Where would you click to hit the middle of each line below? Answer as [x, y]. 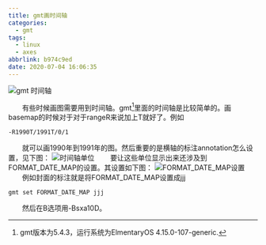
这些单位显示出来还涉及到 [165, 158]
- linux [28, 45]
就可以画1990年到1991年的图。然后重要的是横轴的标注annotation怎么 [135, 148]
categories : [28, 23]
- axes [26, 52]
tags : [17, 38]
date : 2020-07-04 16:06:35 [53, 67]
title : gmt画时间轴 [38, 15]
